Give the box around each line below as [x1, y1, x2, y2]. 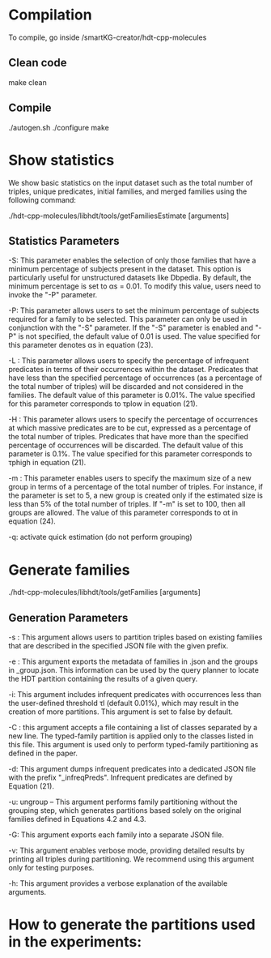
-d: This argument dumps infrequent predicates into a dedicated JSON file [8, 764, 256, 774]
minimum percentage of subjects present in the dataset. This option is [8, 264, 242, 274]
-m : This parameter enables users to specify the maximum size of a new [8, 473, 252, 483]
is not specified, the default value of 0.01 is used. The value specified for [18, 331, 260, 341]
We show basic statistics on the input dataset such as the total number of [8, 177, 253, 187]
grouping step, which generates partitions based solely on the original [8, 806, 242, 815]
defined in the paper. [8, 748, 78, 759]
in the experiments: [8, 933, 142, 952]
